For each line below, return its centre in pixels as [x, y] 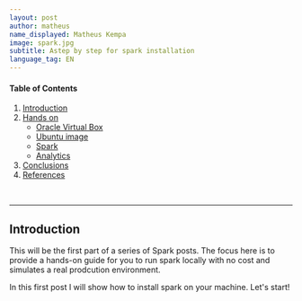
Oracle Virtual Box [69, 128]
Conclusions [45, 165]
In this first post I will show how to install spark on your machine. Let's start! [150, 288]
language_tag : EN [42, 59]
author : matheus [40, 26]
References [44, 175]
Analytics [53, 156]
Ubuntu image [62, 137]
